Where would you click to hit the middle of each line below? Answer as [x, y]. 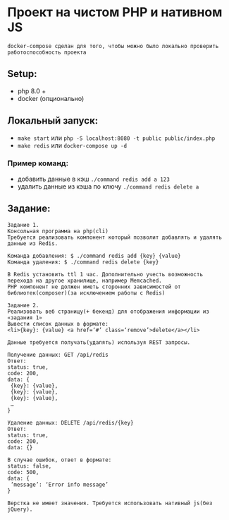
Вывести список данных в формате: [58, 324]
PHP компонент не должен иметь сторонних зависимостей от [94, 287]
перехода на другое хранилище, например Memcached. [85, 280]
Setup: [22, 74]
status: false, [30, 466]
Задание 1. [23, 225]
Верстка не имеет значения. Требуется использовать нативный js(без [110, 503]
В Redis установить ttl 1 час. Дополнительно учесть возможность [105, 274]
